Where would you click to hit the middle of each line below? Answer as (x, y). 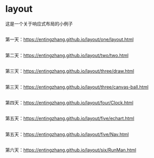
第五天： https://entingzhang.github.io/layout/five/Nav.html (67, 134)
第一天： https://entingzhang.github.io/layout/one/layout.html (70, 39)
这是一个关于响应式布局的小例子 (39, 24)
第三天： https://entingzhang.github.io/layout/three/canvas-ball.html (77, 87)
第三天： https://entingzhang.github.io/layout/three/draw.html (70, 71)
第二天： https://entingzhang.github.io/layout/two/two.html (67, 55)
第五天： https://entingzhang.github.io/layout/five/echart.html (70, 119)
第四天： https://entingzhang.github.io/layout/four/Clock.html (69, 102)
